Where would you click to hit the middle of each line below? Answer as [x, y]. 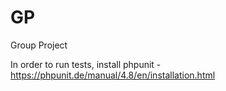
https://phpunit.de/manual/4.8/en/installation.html [113, 75]
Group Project [39, 45]
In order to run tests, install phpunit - [86, 64]
